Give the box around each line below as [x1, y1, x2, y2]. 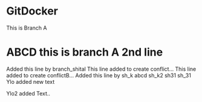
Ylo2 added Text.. [6, 89, 50, 97]
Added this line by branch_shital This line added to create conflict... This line [6, 65, 197, 72]
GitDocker [6, 4, 59, 18]
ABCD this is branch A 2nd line [6, 45, 163, 59]
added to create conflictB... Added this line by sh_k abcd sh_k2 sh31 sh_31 [6, 71, 192, 79]
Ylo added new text [6, 78, 55, 85]
